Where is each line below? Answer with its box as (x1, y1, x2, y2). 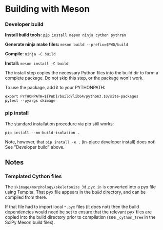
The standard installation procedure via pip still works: (5, 121, 114, 127)
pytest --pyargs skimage (5, 98, 56, 103)
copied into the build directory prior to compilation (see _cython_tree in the (5, 214, 156, 220)
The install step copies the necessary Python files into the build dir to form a (5, 70, 159, 76)
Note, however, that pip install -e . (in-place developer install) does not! (5, 138, 156, 145)
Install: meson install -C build (5, 60, 69, 67)
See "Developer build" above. (5, 144, 65, 150)
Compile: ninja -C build (5, 51, 56, 57)
